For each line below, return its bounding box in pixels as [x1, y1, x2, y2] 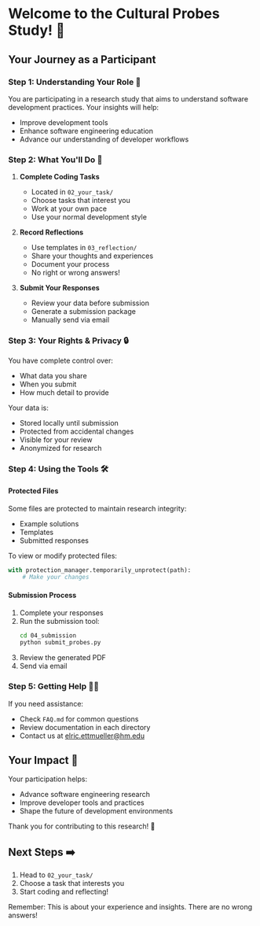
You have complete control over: [8, 356, 114, 366]
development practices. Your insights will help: [8, 102, 159, 112]
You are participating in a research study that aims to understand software [8, 94, 249, 103]
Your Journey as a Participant [8, 53, 156, 66]
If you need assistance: [8, 699, 84, 708]
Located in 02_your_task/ [31, 187, 114, 197]
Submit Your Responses [19, 283, 100, 293]
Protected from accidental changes [19, 426, 134, 437]
